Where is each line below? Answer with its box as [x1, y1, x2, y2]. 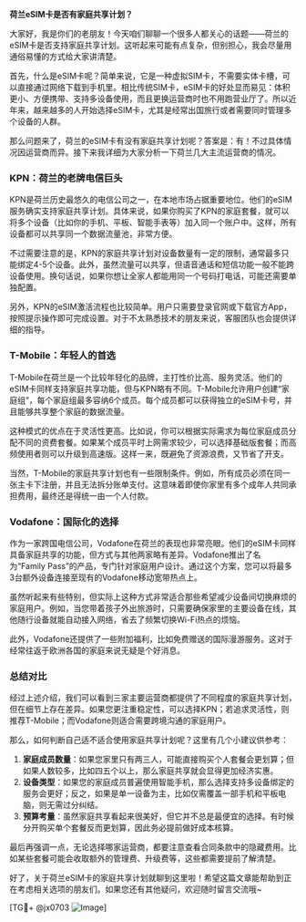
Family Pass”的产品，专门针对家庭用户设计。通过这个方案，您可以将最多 [21, 560, 293, 571]
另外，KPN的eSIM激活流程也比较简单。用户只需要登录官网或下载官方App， [9, 301, 292, 313]
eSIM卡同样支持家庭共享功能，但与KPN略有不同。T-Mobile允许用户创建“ [9, 383, 282, 394]
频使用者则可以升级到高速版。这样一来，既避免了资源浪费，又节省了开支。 [9, 448, 289, 459]
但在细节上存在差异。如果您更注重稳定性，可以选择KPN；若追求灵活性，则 [9, 704, 290, 715]
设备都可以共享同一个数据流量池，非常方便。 [9, 228, 178, 240]
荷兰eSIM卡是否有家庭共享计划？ [9, 9, 134, 19]
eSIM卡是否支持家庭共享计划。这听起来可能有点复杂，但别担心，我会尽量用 [9, 40, 292, 50]
